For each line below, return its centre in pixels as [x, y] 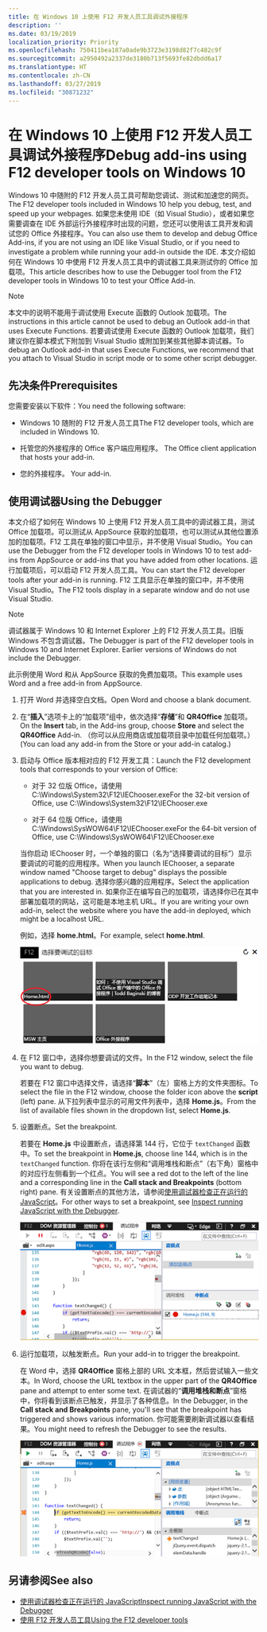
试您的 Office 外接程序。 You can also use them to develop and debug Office [133, 234]
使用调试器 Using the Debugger [85, 501]
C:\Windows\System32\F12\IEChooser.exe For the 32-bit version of [141, 795]
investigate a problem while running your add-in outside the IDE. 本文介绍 [128, 252]
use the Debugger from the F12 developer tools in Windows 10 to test [121, 551]
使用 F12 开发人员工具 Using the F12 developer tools [104, 1619]
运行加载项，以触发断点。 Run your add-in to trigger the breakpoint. [130, 1354]
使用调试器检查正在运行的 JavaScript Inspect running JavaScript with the [138, 1601]
